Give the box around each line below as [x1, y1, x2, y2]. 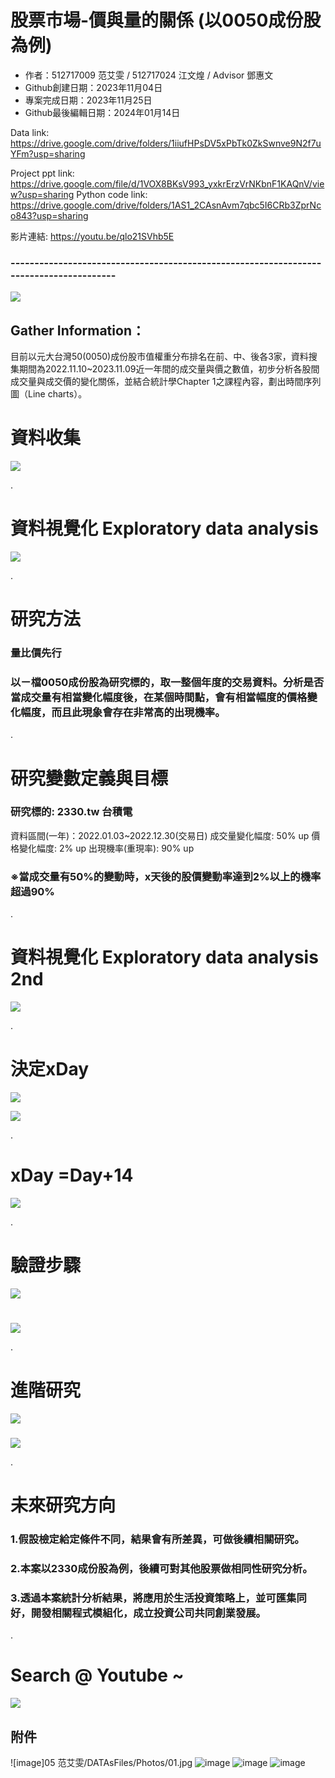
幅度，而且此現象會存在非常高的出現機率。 [20, 705, 226, 719]
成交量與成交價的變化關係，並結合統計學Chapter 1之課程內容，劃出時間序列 [10, 376, 322, 388]
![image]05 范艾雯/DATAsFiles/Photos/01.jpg [10, 1756, 193, 1768]
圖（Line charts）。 [10, 388, 88, 400]
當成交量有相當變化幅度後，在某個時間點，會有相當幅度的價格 [10, 690, 308, 704]
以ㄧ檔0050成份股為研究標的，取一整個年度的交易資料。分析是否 [10, 675, 325, 689]
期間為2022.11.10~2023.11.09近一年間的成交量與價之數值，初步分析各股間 [18, 363, 320, 375]
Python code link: [76, 188, 148, 200]
